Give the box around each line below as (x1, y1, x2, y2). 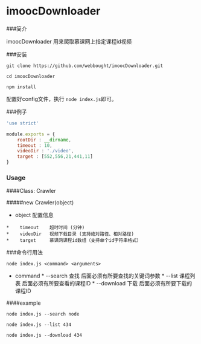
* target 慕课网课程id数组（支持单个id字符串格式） (6, 238, 142, 244)
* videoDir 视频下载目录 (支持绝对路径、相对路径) (6, 231, 135, 237)
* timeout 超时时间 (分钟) (6, 225, 85, 231)
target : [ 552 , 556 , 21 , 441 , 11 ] (17, 154, 94, 160)
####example (6, 299, 41, 307)
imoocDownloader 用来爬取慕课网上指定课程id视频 (6, 37, 132, 45)
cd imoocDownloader (6, 73, 56, 79)
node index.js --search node (6, 311, 80, 317)
